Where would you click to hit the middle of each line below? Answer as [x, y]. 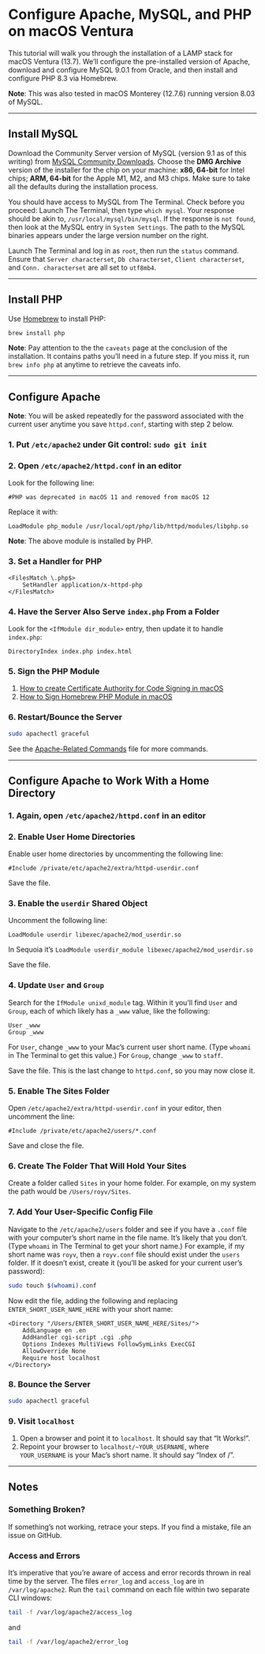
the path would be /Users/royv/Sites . [70, 1191]
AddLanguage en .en [54, 1330]
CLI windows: [30, 1597]
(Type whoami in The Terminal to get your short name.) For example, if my [127, 1246]
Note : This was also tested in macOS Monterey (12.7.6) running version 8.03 [132, 93]
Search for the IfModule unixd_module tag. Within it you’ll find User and [123, 1002]
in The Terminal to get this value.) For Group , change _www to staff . [116, 1055]
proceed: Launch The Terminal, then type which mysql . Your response [121, 210]
